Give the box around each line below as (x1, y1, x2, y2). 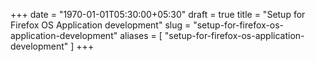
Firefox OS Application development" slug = (10, 19, 192, 31)
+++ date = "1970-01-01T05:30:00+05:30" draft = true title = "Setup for (10, 9, 306, 20)
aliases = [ (119, 30, 163, 41)
